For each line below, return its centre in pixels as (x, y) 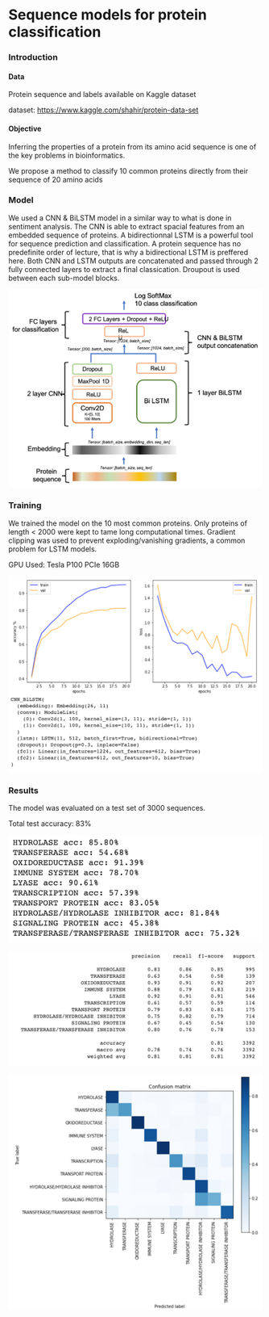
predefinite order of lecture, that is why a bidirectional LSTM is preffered (128, 252)
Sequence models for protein (108, 15)
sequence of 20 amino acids (56, 179)
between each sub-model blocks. (64, 278)
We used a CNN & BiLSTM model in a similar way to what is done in (120, 218)
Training (25, 505)
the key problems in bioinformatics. (67, 155)
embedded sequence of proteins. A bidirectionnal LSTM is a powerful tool (131, 235)
